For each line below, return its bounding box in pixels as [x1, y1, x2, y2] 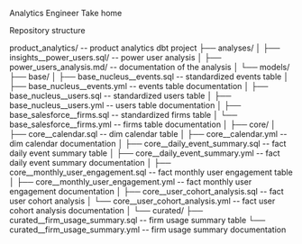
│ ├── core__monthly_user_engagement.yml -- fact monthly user [9, 176, 252, 187]
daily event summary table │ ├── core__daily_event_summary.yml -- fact [9, 148, 281, 158]
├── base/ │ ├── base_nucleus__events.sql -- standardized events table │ [9, 71, 289, 82]
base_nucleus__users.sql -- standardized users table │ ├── [9, 90, 232, 101]
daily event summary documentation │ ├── [9, 158, 171, 167]
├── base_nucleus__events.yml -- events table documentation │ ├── [9, 81, 269, 91]
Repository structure [9, 25, 86, 35]
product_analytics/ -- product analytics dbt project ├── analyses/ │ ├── [9, 42, 280, 53]
